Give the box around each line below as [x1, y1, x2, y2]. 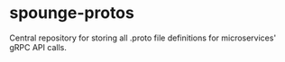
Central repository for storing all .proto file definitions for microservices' [9, 32, 277, 43]
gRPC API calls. [9, 41, 68, 52]
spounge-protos [9, 3, 135, 23]
